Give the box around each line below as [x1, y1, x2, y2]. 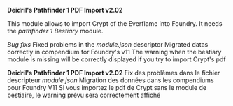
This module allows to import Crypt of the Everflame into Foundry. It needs [7, 20, 223, 27]
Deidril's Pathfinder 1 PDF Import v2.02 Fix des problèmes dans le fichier [7, 69, 220, 77]
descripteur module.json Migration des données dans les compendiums [7, 76, 215, 84]
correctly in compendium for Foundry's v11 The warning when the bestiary [7, 48, 222, 56]
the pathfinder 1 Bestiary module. [7, 27, 104, 35]
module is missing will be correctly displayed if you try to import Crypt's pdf [7, 55, 226, 63]
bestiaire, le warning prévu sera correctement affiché [7, 91, 161, 99]
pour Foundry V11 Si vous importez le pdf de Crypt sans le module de [7, 84, 207, 91]
